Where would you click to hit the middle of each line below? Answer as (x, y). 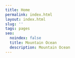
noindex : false (25, 38)
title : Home (17, 10)
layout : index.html (25, 19)
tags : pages (17, 29)
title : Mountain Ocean (33, 43)
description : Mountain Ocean (40, 47)
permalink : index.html (29, 15)
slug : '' (14, 24)
